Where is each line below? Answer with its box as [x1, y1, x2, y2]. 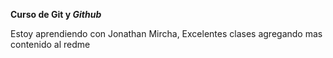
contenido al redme [10, 39, 91, 50]
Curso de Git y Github [10, 9, 102, 20]
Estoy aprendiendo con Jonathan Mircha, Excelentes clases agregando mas [10, 28, 323, 39]
